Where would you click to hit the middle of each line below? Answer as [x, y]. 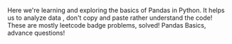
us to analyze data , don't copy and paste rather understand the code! [110, 18]
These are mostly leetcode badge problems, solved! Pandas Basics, [107, 25]
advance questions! [36, 33]
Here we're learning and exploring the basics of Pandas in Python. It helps [116, 10]
